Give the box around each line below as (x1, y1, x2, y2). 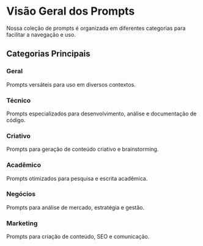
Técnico (6, 96, 31, 104)
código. (6, 116, 26, 123)
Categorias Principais (6, 49, 90, 59)
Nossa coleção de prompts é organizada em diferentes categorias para (6, 24, 186, 32)
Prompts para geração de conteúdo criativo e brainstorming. (6, 145, 159, 153)
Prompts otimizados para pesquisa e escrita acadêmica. (6, 175, 148, 182)
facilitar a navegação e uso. (6, 31, 76, 38)
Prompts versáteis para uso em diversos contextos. (6, 81, 136, 88)
